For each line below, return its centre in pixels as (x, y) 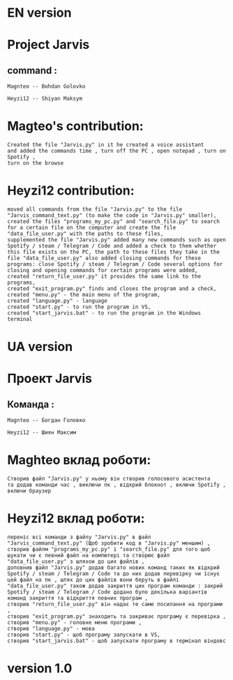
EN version (39, 13)
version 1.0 (40, 668)
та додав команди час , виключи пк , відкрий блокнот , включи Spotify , (117, 485)
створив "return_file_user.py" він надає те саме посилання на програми (115, 605)
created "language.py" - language (58, 301)
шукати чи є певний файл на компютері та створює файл (89, 556)
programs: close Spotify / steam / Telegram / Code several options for (115, 264)
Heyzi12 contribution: (71, 191)
